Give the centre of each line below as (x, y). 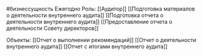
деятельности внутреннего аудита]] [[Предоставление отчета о (89, 22)
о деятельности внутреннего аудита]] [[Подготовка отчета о (85, 15)
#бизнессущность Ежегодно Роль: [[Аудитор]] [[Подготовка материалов (101, 9)
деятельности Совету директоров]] (53, 28)
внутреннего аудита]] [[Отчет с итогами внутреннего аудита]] (87, 46)
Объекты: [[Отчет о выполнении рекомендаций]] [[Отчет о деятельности (101, 40)
